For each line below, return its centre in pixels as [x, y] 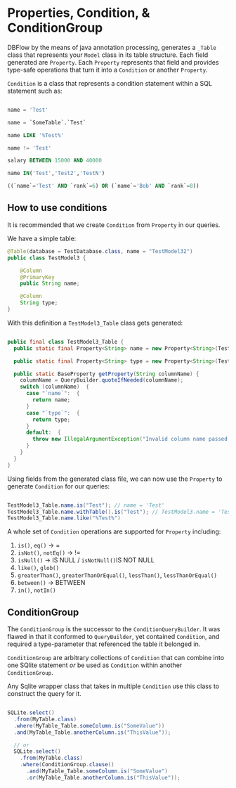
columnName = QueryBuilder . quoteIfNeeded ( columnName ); [102, 380]
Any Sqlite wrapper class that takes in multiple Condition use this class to [113, 686]
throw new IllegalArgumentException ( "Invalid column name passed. [132, 439]
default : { [43, 433]
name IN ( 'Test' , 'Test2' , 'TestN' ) [56, 174]
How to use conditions [57, 208]
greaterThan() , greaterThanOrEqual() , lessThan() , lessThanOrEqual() [117, 575]
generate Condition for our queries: [59, 486]
